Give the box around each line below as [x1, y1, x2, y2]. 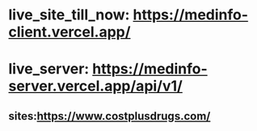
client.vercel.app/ [8, 23, 131, 41]
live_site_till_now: [8, 6, 130, 24]
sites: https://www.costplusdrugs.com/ [8, 109, 211, 123]
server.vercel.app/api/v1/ [8, 77, 183, 95]
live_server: [8, 60, 90, 78]
